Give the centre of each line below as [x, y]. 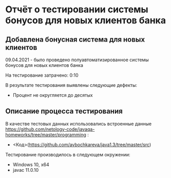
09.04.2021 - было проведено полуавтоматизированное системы [77, 60]
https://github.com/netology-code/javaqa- [50, 129]
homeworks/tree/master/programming [46, 134]
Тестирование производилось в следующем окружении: [68, 154]
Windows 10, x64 [31, 164]
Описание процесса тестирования [64, 111]
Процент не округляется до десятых [53, 95]
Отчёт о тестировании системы [77, 10]
